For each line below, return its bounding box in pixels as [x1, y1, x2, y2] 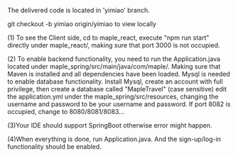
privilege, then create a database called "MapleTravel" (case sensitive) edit [7, 85, 227, 93]
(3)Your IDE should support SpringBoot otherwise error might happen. [7, 121, 212, 130]
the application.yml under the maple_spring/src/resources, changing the [7, 92, 219, 101]
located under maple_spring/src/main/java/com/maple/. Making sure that [7, 62, 221, 70]
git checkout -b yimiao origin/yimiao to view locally [7, 20, 156, 28]
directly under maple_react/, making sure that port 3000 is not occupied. [7, 41, 220, 49]
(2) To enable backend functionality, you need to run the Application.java [7, 55, 221, 63]
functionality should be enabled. [7, 142, 102, 151]
